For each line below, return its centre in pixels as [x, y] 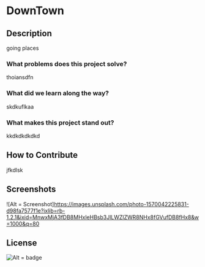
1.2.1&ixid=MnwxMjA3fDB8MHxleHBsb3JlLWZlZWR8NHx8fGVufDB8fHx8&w [103, 217]
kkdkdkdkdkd [23, 136]
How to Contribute [42, 155]
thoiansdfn [20, 77]
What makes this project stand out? [60, 122]
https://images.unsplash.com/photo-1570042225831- [122, 204]
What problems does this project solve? [67, 64]
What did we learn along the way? [58, 93]
